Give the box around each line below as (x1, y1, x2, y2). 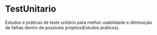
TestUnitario (5, 3, 56, 15)
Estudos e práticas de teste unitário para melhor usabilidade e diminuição (5, 19, 152, 25)
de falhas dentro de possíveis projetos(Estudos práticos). (5, 24, 120, 30)
